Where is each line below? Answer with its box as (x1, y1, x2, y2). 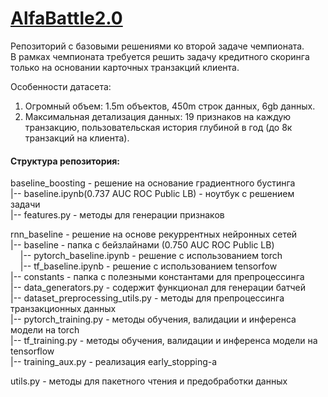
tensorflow (10, 345, 55, 357)
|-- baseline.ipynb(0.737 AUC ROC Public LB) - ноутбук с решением (10, 188, 295, 200)
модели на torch (10, 324, 80, 336)
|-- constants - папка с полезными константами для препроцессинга (10, 271, 305, 283)
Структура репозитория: (10, 155, 120, 167)
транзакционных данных (10, 303, 117, 315)
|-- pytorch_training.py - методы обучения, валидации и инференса (10, 313, 297, 326)
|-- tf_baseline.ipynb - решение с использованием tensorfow (19, 260, 278, 272)
